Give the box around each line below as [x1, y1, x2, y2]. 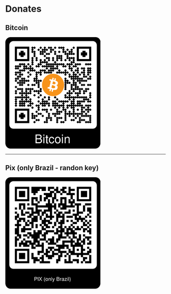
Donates [5, 3, 42, 15]
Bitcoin [5, 23, 28, 32]
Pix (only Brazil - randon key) [5, 164, 99, 172]
